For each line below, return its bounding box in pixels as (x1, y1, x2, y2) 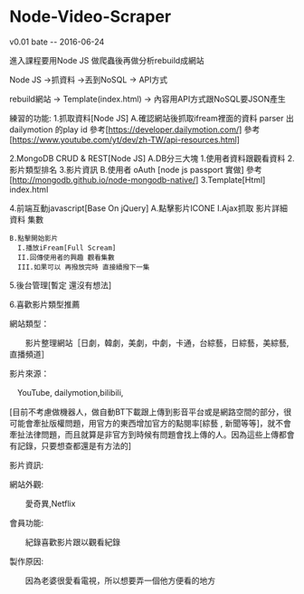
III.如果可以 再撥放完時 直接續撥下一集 (17, 263, 150, 272)
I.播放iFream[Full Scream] (17, 243, 117, 253)
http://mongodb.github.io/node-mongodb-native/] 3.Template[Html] (12, 174, 266, 185)
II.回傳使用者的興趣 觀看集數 (17, 253, 115, 262)
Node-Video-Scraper (9, 6, 172, 27)
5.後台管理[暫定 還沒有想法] (9, 279, 112, 291)
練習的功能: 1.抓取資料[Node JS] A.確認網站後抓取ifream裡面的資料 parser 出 (9, 112, 294, 123)
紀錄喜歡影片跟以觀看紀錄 (24, 536, 120, 547)
